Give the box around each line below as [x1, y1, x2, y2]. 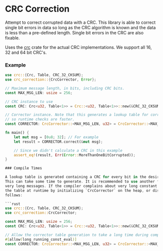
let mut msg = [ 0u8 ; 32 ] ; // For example [14, 134, 98, 139]
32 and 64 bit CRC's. [5, 50, 47, 55]
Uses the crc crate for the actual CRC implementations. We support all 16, [5, 44, 152, 50]
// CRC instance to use [5, 99, 53, 104]
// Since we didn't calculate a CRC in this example [14, 148, 123, 153]
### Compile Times [5, 166, 42, 171]
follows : [5, 193, 23, 198]
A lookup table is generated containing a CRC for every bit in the [5, 175, 147, 180]
